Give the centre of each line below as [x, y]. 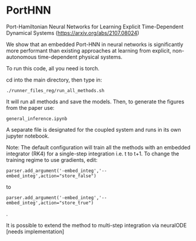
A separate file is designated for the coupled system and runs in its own [94, 129]
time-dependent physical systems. [80, 57]
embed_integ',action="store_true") [50, 203]
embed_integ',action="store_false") [51, 176]
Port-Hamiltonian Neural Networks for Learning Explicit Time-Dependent [95, 27]
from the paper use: [30, 108]
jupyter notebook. [28, 136]
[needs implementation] [35, 232]
